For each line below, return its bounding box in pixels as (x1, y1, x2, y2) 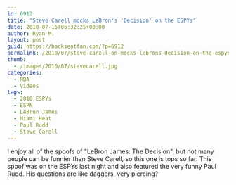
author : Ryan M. (7, 30, 55, 37)
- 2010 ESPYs (13, 96, 52, 103)
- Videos (13, 82, 39, 89)
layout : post (7, 37, 46, 44)
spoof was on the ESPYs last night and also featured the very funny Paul (7, 162, 216, 171)
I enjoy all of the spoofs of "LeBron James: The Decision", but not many (7, 147, 214, 155)
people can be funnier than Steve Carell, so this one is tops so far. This (7, 155, 212, 163)
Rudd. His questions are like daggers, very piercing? (7, 170, 159, 178)
